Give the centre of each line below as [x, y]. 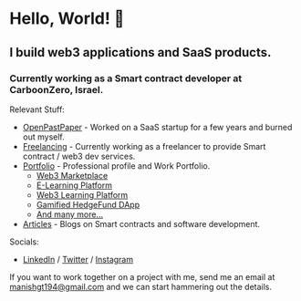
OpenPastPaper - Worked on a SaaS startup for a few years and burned [157, 127]
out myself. [44, 137]
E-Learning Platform [74, 185]
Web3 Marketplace [72, 175]
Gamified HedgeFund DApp [88, 204]
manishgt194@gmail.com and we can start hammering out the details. [140, 286]
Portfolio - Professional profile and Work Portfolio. [116, 166]
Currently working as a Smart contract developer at [126, 78]
